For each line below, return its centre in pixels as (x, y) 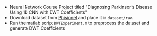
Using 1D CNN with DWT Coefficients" (48, 12)
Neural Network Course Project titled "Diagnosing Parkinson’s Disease (81, 7)
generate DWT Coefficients (37, 28)
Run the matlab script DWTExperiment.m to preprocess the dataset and (79, 23)
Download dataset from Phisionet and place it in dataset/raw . (71, 18)
